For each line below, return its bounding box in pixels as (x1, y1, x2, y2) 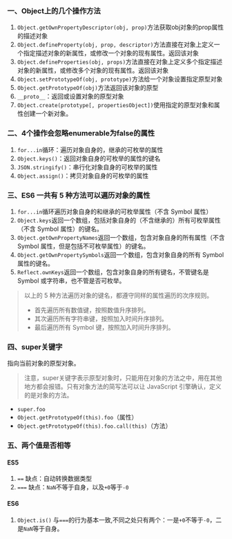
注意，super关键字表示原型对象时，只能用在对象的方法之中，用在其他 (23, 374, 222, 382)
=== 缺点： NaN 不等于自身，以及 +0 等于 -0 (17, 483, 129, 491)
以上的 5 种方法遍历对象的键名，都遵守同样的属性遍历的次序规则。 (23, 291, 213, 299)
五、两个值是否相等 (7, 441, 71, 451)
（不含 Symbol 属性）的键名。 (17, 225, 104, 233)
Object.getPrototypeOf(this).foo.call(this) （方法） (17, 422, 172, 430)
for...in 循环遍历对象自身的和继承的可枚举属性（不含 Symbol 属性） (17, 207, 213, 216)
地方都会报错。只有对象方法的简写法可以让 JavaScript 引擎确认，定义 (23, 382, 222, 391)
